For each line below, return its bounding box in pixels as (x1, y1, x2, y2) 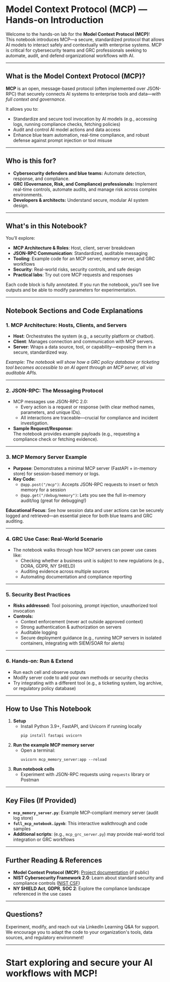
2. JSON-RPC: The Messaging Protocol (6, 387, 103, 394)
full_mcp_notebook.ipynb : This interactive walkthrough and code (13, 821, 148, 827)
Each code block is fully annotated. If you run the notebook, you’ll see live (6, 282, 159, 288)
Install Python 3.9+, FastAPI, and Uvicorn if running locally (20, 723, 142, 730)
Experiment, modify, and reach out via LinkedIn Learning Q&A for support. (6, 923, 159, 929)
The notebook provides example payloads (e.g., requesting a (13, 431, 140, 437)
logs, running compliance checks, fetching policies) (13, 121, 121, 127)
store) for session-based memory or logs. (13, 471, 100, 477)
